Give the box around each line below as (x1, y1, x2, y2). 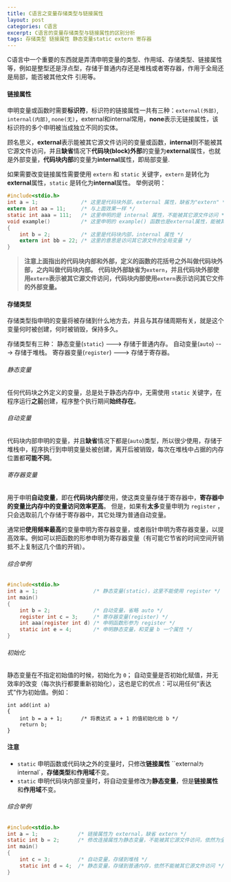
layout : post (7, 17, 45, 23)
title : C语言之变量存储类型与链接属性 (7, 10, 104, 17)
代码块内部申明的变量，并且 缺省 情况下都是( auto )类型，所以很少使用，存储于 (7, 436, 223, 444)
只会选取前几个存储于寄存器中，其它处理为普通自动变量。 (7, 511, 170, 519)
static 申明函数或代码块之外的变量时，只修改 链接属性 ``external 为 (16, 759, 204, 768)
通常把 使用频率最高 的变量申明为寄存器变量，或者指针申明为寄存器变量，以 (7, 525, 218, 534)
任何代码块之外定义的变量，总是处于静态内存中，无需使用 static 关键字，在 (7, 388, 222, 396)
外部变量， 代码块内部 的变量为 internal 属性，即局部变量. (12, 156, 170, 164)
